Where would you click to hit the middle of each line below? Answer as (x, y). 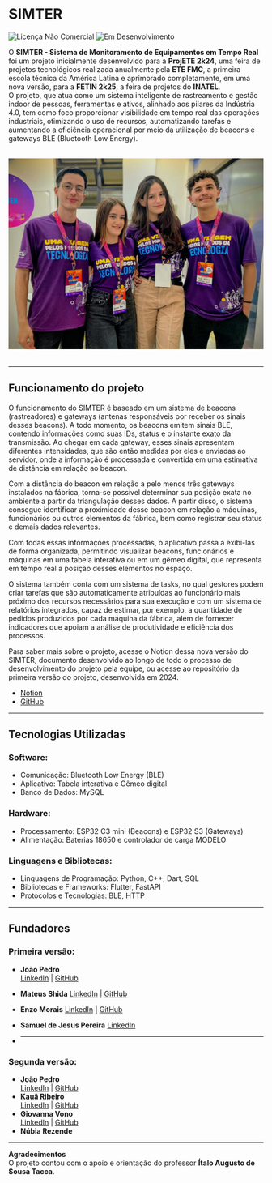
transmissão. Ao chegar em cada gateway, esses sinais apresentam (121, 442)
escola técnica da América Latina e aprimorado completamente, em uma (130, 78)
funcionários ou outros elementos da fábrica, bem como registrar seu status (136, 518)
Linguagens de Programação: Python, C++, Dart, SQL (110, 878)
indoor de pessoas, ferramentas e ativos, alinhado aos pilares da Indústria (132, 104)
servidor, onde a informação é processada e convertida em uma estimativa (133, 459)
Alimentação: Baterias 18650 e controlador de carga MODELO (123, 839)
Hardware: (30, 814)
